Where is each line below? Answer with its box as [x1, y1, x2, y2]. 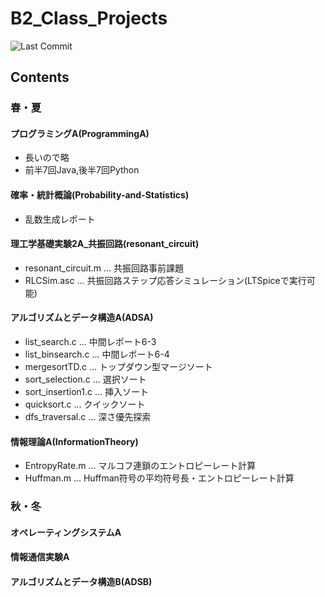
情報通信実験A [10, 551, 70, 563]
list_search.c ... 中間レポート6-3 [24, 336, 157, 348]
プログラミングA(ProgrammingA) [10, 127, 150, 139]
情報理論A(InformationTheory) [10, 435, 139, 447]
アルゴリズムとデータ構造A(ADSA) [10, 312, 154, 324]
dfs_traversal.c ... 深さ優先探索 [24, 411, 152, 423]
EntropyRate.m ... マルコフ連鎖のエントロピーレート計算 [24, 460, 257, 472]
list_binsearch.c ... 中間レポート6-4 [24, 348, 170, 361]
